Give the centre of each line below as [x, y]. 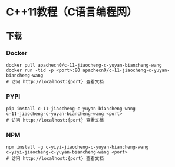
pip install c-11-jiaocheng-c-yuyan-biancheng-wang [71, 109]
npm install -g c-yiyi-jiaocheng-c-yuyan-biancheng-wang [77, 147]
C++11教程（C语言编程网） [72, 12]
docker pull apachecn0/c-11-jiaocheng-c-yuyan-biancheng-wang [84, 65]
